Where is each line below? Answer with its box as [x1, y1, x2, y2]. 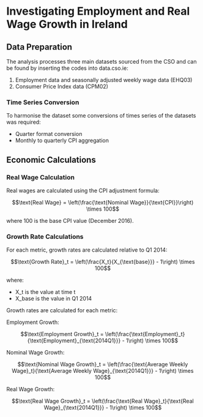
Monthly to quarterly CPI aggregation [15, 137, 109, 145]
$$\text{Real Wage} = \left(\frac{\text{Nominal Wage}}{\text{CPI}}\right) [12, 198, 194, 206]
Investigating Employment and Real [6, 4, 190, 18]
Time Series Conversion [6, 98, 79, 107]
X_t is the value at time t [15, 288, 76, 296]
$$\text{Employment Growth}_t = [20, 331, 104, 338]
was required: [6, 118, 41, 126]
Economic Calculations [6, 154, 96, 165]
